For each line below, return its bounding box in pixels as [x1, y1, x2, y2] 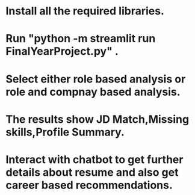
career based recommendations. [5, 178, 173, 192]
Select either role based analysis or [5, 72, 186, 85]
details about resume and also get [5, 166, 179, 179]
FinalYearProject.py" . [5, 45, 119, 58]
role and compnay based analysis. [5, 85, 181, 99]
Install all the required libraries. [5, 4, 165, 18]
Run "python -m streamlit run [5, 32, 156, 46]
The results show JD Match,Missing [5, 113, 190, 126]
